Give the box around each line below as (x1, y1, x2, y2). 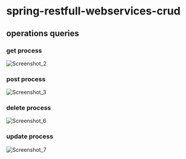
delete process (6, 104, 51, 112)
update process (6, 132, 54, 141)
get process (6, 46, 42, 55)
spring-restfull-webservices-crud (6, 4, 181, 18)
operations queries (6, 28, 80, 39)
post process (6, 75, 46, 83)
